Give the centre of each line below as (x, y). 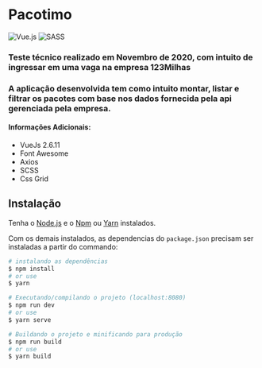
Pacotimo (40, 15)
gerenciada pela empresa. (60, 108)
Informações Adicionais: (50, 127)
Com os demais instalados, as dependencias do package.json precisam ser (131, 238)
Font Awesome (44, 153)
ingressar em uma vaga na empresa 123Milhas (100, 67)
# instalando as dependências (58, 261)
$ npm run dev (32, 305)
